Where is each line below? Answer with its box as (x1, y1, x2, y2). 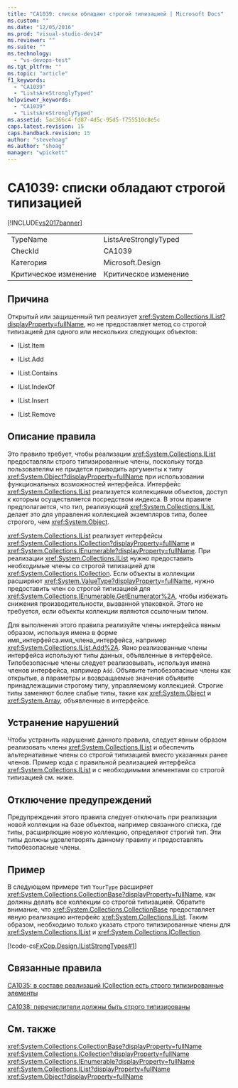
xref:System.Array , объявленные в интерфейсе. (7, 696, 151, 705)
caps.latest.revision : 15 (7, 122, 84, 130)
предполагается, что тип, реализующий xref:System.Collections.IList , (7, 502, 215, 511)
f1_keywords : (7, 76, 46, 84)
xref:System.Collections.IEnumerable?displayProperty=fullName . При (7, 546, 211, 555)
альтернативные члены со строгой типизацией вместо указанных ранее (7, 751, 228, 759)
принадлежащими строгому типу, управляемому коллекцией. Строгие (7, 681, 224, 690)
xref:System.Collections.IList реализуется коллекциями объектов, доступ (7, 487, 228, 496)
